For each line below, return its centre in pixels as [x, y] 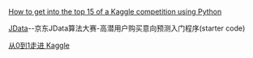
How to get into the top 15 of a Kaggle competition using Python [115, 12]
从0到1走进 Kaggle [39, 45]
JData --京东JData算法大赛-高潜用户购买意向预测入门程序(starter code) [127, 28]
